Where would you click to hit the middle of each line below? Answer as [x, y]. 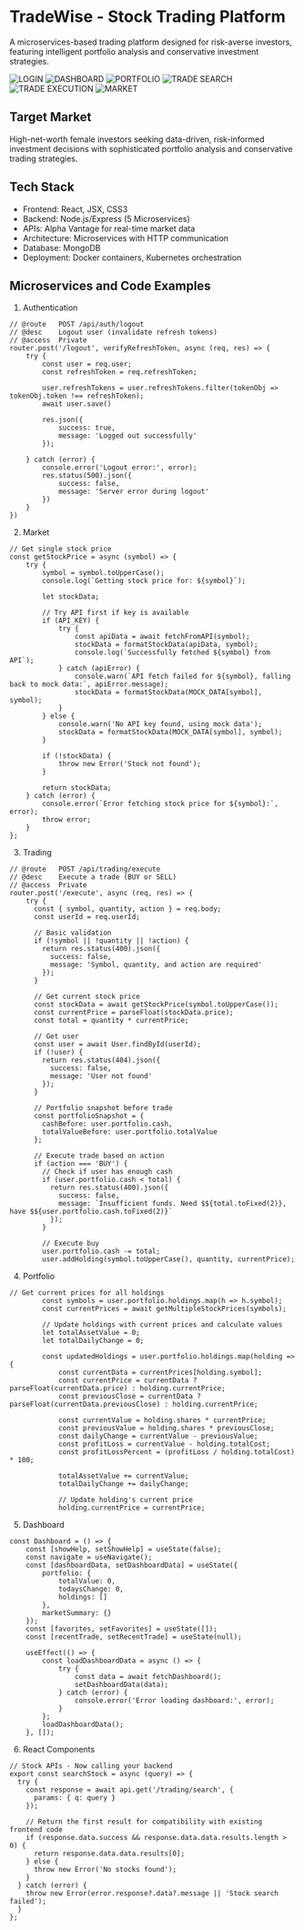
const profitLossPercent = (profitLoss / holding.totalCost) [177, 1452]
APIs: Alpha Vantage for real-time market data [109, 228]
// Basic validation [72, 933]
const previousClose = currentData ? [130, 1397]
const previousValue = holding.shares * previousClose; [166, 1429]
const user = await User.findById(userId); [117, 1045]
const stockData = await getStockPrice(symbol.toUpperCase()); [156, 1005]
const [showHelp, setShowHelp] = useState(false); [124, 1550]
